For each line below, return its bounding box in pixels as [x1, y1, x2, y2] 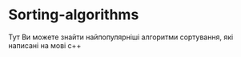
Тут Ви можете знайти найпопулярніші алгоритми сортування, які [8, 32, 234, 42]
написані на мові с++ [8, 40, 82, 50]
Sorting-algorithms [8, 6, 139, 24]
